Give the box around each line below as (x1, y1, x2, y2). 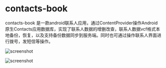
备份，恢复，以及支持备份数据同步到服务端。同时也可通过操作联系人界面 (9, 32, 157, 38)
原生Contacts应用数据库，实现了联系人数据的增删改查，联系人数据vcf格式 (5, 26, 156, 32)
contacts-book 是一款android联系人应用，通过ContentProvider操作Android (5, 20, 158, 26)
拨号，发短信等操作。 (9, 38, 53, 44)
